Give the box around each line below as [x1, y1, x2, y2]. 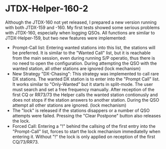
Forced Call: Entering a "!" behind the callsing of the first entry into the [12, 123, 156, 129]
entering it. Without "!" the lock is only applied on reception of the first [12, 134, 156, 140]
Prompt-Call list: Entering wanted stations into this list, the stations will [12, 44, 156, 50]
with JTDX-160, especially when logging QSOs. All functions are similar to [5, 30, 155, 36]
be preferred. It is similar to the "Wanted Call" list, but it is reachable [12, 50, 151, 56]
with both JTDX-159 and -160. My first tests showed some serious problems [5, 24, 160, 30]
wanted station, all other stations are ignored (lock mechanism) [12, 65, 141, 72]
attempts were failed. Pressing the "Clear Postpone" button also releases [12, 112, 161, 118]
